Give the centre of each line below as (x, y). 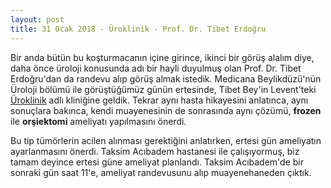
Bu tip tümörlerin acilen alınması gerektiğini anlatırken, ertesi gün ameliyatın (166, 140)
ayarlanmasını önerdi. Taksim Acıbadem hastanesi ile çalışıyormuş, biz (155, 151)
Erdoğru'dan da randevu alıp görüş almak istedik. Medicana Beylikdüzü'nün (166, 78)
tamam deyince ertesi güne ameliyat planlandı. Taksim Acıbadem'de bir (157, 162)
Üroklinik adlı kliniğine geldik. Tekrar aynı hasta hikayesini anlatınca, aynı (159, 100)
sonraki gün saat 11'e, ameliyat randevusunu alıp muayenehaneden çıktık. (161, 172)
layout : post (37, 19)
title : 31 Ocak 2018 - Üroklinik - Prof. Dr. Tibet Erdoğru (138, 29)
